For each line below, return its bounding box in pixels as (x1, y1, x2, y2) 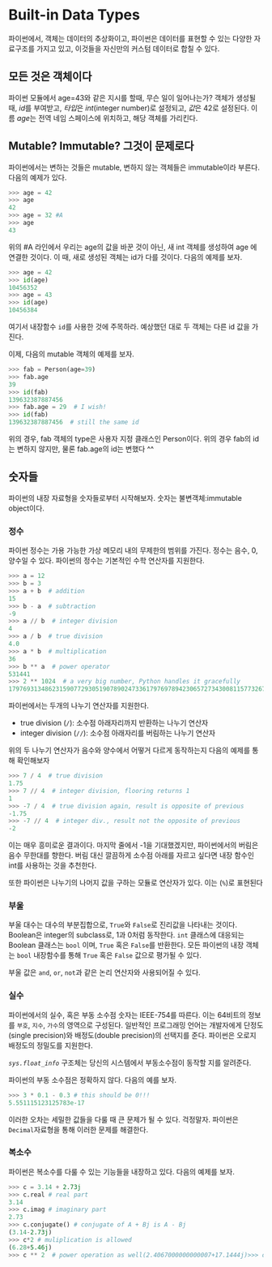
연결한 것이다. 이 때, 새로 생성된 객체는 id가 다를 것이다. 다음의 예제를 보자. (8, 252, 243, 261)
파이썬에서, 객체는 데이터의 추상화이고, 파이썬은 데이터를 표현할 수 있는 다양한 (8, 33, 253, 43)
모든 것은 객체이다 (8, 70, 92, 84)
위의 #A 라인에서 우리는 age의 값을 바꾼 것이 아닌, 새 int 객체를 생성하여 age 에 (8, 242, 257, 252)
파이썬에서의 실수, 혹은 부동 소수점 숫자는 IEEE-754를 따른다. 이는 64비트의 (8, 1010, 247, 1019)
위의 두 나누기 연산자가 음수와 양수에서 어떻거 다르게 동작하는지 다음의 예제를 (8, 745, 251, 756)
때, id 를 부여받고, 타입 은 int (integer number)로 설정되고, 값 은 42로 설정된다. (8, 103, 249, 113)
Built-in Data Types (8, 6, 140, 24)
